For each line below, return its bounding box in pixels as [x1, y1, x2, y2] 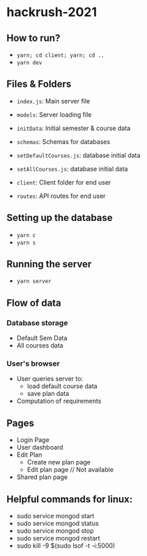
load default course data [26, 382, 98, 390]
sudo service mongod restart [16, 534, 100, 543]
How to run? [6, 32, 61, 44]
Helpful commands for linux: [6, 493, 133, 505]
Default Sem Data [16, 334, 68, 343]
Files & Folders [6, 78, 72, 90]
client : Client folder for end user [16, 178, 111, 186]
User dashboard [16, 443, 63, 452]
